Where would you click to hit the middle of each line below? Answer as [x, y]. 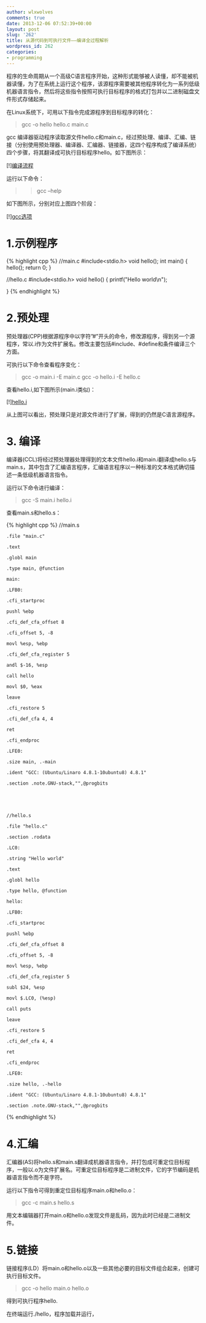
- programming [25, 58]
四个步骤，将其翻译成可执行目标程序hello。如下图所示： [77, 152]
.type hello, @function [37, 891]
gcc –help [49, 190]
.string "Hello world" [35, 859]
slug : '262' [21, 35]
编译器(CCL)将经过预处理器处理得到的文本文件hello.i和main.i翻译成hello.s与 [101, 460]
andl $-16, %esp [27, 665]
